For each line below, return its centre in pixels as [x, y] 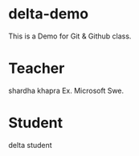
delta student [30, 145]
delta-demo [49, 14]
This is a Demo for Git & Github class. [70, 36]
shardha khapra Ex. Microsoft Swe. [66, 90]
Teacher [37, 68]
